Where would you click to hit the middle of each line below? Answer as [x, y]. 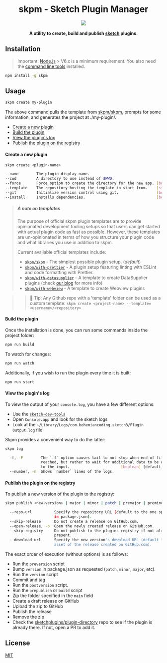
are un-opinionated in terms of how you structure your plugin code [85, 237]
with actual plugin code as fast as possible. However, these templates [89, 232]
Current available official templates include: [62, 252]
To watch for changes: [28, 354]
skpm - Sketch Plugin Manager [83, 9]
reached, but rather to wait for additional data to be [100, 462]
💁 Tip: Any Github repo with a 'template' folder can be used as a [95, 298]
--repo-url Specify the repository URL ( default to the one [83, 512]
